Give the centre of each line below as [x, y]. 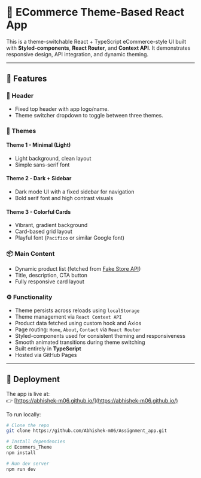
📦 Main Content [31, 254]
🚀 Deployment [33, 379]
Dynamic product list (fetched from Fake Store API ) [78, 269]
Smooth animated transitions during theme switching [80, 342]
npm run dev [21, 469]
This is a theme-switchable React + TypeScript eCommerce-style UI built [96, 41]
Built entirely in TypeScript [48, 348]
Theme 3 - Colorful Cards [39, 211]
